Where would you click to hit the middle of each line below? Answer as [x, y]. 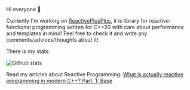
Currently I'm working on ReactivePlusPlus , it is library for [77, 21]
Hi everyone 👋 [24, 9]
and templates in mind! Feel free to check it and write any [77, 33]
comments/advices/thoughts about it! [52, 40]
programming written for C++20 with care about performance [108, 27]
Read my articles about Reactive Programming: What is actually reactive [95, 74]
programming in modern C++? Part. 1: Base [59, 81]
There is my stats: [28, 51]
